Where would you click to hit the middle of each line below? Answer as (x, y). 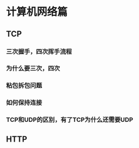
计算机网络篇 (37, 12)
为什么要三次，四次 (33, 69)
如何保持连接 (24, 103)
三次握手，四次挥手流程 (39, 51)
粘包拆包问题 (24, 86)
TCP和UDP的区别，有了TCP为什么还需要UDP (69, 120)
